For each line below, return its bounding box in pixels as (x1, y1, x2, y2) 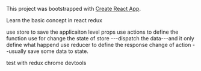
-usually (6, 48, 26, 55)
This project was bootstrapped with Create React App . (6, 5, 141, 12)
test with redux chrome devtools (6, 60, 87, 66)
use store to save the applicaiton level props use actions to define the (6, 28, 179, 35)
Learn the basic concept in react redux (6, 17, 102, 23)
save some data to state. (27, 48, 88, 55)
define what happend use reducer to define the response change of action (6, 42, 191, 48)
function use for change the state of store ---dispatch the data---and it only (6, 35, 194, 42)
